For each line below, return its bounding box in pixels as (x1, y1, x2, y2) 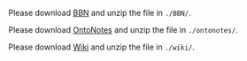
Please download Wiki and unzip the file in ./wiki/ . (8, 42, 196, 52)
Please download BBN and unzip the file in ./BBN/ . (8, 8, 191, 18)
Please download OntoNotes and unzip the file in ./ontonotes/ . (8, 25, 238, 34)
